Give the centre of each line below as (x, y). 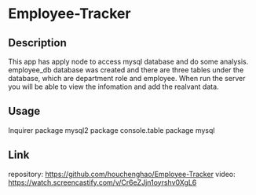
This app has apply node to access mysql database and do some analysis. (128, 61)
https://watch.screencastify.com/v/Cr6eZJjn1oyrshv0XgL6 (102, 182)
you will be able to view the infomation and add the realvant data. (113, 86)
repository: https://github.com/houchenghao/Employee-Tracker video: (122, 174)
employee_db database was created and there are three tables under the (126, 70)
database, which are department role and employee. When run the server (127, 78)
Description (37, 43)
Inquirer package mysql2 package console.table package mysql (112, 130)
